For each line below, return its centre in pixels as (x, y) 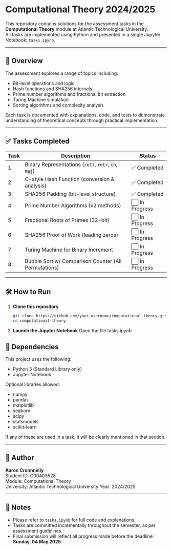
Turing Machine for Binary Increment (69, 250)
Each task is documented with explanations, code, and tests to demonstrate (85, 115)
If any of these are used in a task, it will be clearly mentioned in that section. (85, 437)
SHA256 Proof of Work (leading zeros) (72, 235)
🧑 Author (20, 458)
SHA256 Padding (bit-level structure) (70, 194)
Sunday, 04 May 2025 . (37, 541)
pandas (21, 400)
